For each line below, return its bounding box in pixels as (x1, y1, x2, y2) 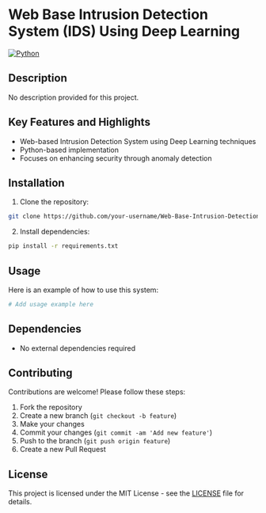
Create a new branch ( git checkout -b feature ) (19, 411, 177, 420)
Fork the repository (19, 402, 83, 412)
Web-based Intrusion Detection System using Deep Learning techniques (19, 136, 256, 146)
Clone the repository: (19, 197, 89, 207)
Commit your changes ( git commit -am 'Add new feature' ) (19, 427, 213, 437)
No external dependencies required (19, 343, 136, 353)
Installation (8, 176, 65, 189)
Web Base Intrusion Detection (8, 6, 208, 24)
